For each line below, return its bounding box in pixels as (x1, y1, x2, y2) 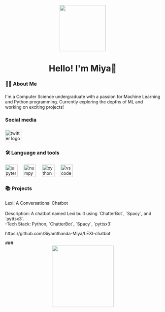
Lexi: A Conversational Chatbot (5, 200, 68, 206)
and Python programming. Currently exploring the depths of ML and (5, 99, 143, 105)
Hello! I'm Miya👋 (48, 63, 117, 74)
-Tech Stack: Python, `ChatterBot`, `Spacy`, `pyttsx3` (5, 221, 112, 227)
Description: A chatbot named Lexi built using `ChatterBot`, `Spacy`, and (5, 210, 152, 216)
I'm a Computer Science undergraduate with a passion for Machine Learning (5, 94, 161, 100)
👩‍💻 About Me (5, 81, 37, 88)
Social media (5, 116, 37, 123)
